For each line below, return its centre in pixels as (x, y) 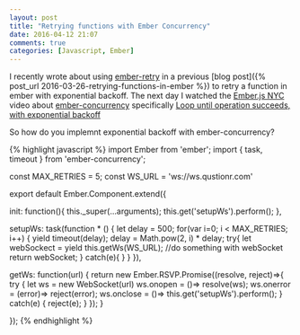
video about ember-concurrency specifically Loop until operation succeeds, (150, 105)
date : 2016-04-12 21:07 (54, 34)
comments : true (38, 43)
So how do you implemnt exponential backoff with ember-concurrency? (142, 132)
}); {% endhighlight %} (51, 321)
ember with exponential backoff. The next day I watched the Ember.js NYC (147, 96)
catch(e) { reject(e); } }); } (57, 304)
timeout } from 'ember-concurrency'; (78, 159)
